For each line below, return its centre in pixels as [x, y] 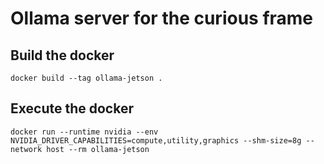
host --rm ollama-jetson [98, 149]
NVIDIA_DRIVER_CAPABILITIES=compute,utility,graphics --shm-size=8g [156, 140]
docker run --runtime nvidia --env [84, 132]
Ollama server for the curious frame [162, 18]
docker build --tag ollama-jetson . [86, 78]
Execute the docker [72, 108]
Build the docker [62, 55]
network [26, 149]
